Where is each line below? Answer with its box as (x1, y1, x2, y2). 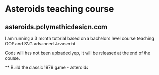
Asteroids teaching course (5, 3, 114, 15)
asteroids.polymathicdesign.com (5, 23, 108, 31)
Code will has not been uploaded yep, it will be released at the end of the (5, 50, 151, 56)
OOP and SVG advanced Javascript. (5, 41, 77, 46)
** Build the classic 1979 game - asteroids (5, 64, 88, 70)
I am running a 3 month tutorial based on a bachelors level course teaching (5, 35, 155, 41)
